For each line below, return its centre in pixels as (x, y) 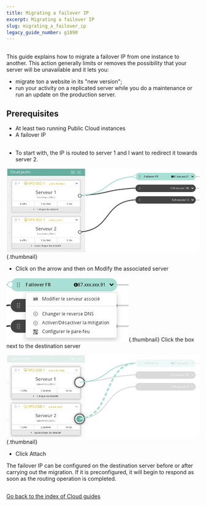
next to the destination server (44, 346)
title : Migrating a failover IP (48, 13)
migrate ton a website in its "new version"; (69, 81)
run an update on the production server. (66, 94)
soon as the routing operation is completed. (61, 478)
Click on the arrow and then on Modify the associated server (92, 268)
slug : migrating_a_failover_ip (46, 26)
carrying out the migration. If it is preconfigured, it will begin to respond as (100, 472)
